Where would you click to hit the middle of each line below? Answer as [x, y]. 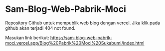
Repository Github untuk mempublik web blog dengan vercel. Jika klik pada [83, 23]
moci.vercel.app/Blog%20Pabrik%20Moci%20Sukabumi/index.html [75, 43]
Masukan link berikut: [27, 38]
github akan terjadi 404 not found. [40, 28]
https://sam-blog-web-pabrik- [81, 38]
